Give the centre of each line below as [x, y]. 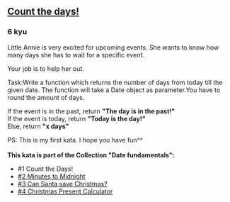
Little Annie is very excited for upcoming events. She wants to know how [113, 47]
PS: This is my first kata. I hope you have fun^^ [75, 140]
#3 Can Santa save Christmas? [62, 184]
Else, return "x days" [38, 126]
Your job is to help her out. [46, 68]
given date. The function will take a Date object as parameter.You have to [114, 90]
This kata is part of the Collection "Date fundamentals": [91, 155]
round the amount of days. [46, 97]
